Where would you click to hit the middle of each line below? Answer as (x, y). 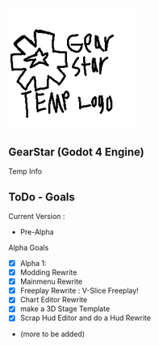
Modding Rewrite (48, 272)
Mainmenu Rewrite (51, 281)
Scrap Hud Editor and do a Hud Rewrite (86, 318)
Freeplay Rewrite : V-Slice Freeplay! (79, 291)
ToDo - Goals (42, 197)
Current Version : (37, 217)
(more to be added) (52, 334)
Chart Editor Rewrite (54, 300)
